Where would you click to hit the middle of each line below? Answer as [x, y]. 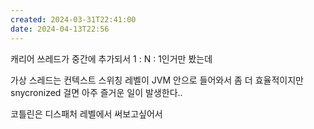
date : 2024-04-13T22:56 [60, 29]
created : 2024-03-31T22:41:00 [73, 19]
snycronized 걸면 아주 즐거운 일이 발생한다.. [96, 92]
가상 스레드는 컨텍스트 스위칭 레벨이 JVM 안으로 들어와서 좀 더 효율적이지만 [157, 80]
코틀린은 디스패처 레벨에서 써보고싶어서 [86, 113]
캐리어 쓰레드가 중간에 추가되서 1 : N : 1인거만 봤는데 [111, 58]
